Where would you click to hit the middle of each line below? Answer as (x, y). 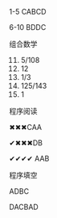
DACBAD (24, 207)
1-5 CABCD (28, 12)
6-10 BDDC (28, 27)
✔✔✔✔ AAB (29, 158)
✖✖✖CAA (26, 127)
